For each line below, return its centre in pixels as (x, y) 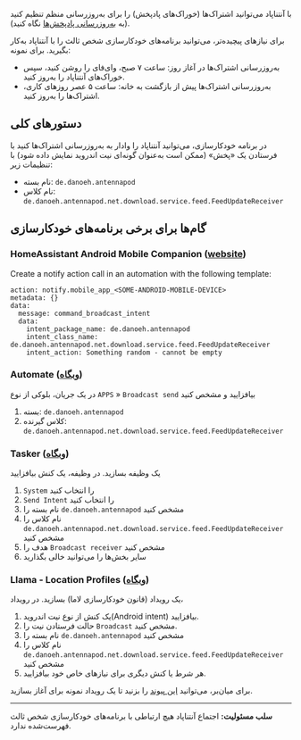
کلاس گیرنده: (45, 420)
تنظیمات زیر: (31, 164)
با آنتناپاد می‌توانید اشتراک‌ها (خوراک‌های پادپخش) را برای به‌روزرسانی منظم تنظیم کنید (151, 14)
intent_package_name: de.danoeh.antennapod (109, 329)
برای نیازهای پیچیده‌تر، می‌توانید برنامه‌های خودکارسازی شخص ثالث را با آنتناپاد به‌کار (147, 41)
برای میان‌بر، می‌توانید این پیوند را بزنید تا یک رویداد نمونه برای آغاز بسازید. (132, 691)
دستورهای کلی (46, 124)
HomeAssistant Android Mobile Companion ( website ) (128, 254)
